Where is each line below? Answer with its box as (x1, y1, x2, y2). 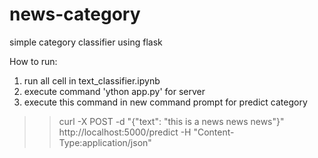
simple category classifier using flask (9, 36, 163, 48)
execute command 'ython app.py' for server (23, 85, 206, 97)
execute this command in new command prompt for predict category (23, 96, 308, 108)
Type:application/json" (58, 136, 152, 148)
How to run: (9, 55, 58, 67)
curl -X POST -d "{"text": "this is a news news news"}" (58, 115, 285, 127)
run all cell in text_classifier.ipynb (23, 74, 161, 87)
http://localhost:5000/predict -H (58, 126, 192, 138)
